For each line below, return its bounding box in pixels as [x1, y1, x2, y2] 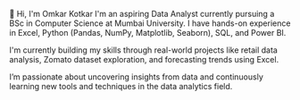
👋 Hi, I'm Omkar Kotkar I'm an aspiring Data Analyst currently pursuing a [9, 9, 275, 19]
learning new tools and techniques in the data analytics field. [9, 81, 233, 91]
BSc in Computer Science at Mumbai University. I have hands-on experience [9, 18, 291, 29]
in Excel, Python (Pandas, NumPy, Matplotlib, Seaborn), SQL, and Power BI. [9, 28, 287, 37]
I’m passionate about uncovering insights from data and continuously [9, 71, 263, 82]
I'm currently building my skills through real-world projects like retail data [9, 45, 279, 55]
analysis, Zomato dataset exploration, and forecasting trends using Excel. [9, 54, 279, 64]
